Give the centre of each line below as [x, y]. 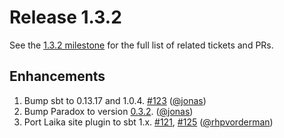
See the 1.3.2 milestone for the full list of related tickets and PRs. [141, 45]
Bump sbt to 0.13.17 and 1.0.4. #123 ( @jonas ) [115, 100]
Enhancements [57, 76]
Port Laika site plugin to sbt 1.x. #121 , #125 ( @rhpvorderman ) [148, 122]
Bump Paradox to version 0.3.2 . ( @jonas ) [108, 111]
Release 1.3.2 [65, 17]
